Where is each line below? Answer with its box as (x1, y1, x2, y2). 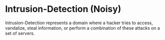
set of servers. (5, 30, 35, 36)
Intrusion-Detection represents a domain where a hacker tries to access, (5, 20, 153, 26)
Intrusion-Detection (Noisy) (5, 3, 121, 15)
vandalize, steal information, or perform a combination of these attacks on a (5, 25, 160, 31)
